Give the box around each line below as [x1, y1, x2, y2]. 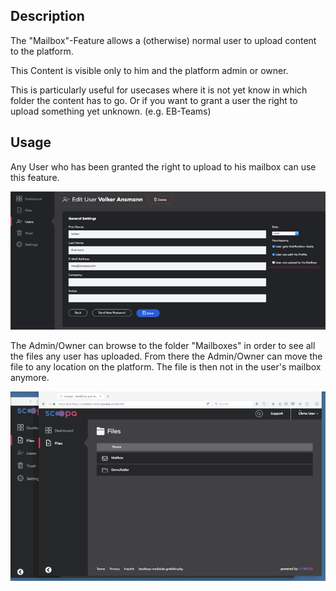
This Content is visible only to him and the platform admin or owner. [10, 64, 289, 76]
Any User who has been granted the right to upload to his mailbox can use [10, 160, 317, 173]
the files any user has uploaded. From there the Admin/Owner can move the [10, 350, 323, 362]
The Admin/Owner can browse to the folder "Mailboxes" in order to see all [10, 339, 316, 351]
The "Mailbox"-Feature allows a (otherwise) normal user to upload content [10, 34, 317, 46]
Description [10, 8, 85, 25]
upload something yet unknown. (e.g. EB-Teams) [10, 105, 212, 117]
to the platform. [10, 45, 74, 57]
